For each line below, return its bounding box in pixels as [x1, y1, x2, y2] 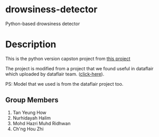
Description [5, 38, 56, 50]
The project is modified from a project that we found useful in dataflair [5, 65, 154, 71]
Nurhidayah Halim [12, 114, 51, 121]
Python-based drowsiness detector [5, 21, 81, 27]
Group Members [5, 96, 59, 105]
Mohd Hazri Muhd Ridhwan [12, 120, 71, 126]
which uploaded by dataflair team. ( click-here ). [5, 71, 104, 77]
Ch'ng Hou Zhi [12, 126, 44, 132]
